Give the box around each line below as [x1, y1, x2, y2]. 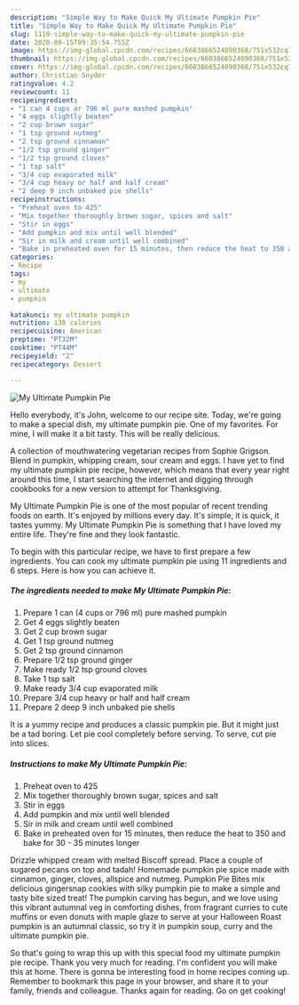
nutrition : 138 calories [10, 318, 102, 327]
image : [10, 46, 35, 55]
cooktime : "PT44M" [10, 343, 78, 352]
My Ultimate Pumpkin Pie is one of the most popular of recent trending [10, 500, 269, 511]
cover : [10, 63, 35, 72]
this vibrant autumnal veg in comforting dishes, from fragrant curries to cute [10, 902, 288, 913]
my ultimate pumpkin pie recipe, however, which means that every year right [10, 464, 290, 475]
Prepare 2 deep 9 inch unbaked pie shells [22, 702, 176, 712]
